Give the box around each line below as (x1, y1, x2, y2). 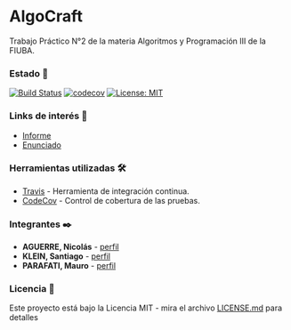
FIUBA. (9, 44, 36, 55)
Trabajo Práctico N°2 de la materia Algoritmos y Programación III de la (9, 36, 267, 46)
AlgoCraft (9, 6, 83, 27)
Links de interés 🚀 (9, 109, 88, 122)
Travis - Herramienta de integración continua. (21, 185, 190, 197)
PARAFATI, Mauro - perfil (21, 261, 117, 271)
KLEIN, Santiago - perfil (21, 251, 111, 262)
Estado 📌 (9, 67, 49, 79)
